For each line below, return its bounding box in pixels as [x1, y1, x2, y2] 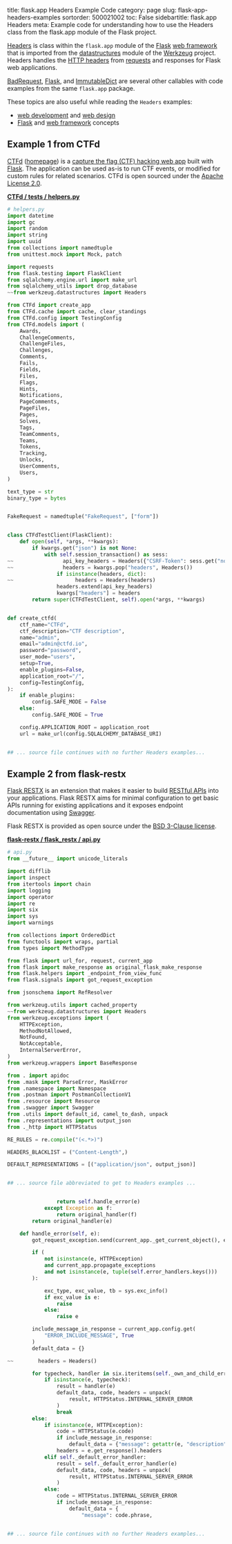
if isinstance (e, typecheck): [43, 1376, 131, 1383]
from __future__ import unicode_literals [7, 855, 128, 862]
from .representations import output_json [7, 1117, 131, 1124]
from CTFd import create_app [7, 301, 91, 309]
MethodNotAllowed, [19, 1027, 72, 1035]
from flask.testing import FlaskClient [7, 270, 122, 277]
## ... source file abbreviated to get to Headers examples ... [7, 1179, 196, 1187]
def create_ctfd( [7, 615, 57, 622]
